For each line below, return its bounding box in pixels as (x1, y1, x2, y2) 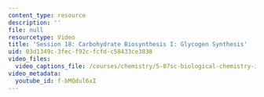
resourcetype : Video (8, 33, 76, 41)
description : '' (8, 19, 61, 27)
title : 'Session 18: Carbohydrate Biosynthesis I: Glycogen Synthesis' (8, 41, 247, 48)
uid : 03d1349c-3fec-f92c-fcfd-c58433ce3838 (8, 48, 153, 56)
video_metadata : (8, 70, 61, 77)
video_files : (8, 56, 51, 63)
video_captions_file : (15, 63, 86, 70)
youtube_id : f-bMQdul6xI (15, 77, 97, 84)
